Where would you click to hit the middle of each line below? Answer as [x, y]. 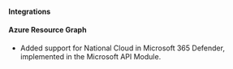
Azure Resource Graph [47, 30]
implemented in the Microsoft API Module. [91, 56]
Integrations [30, 11]
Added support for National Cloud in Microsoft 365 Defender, [123, 48]
